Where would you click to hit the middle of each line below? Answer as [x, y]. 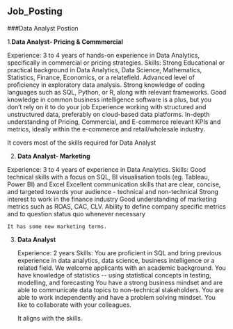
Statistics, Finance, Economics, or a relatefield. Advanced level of [101, 77]
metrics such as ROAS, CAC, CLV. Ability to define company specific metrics [116, 206]
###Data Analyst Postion [43, 28]
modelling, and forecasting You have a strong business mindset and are [120, 282]
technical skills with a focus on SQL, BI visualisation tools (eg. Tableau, [109, 177]
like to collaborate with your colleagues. [74, 305]
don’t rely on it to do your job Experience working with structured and [107, 106]
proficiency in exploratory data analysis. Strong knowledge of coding [106, 85]
